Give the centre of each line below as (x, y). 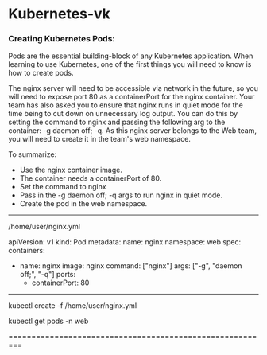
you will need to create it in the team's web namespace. (99, 139)
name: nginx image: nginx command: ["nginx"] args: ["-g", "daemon (131, 266)
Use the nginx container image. (71, 170)
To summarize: (33, 154)
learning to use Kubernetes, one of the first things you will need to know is (130, 64)
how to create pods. (41, 73)
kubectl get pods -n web (48, 321)
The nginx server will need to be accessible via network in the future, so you (133, 88)
